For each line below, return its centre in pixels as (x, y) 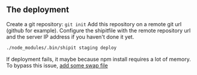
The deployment (38, 10)
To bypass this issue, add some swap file (57, 65)
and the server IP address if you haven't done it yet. (70, 37)
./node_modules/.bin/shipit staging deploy (62, 48)
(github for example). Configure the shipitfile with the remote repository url (98, 30)
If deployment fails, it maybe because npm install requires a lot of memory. (98, 59)
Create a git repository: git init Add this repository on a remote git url (94, 24)
